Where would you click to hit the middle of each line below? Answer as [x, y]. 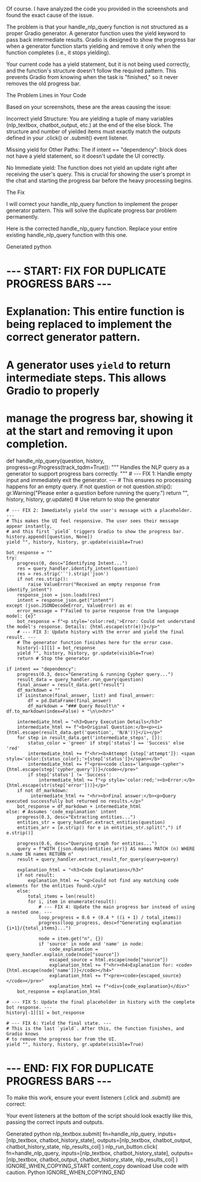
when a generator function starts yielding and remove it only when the [93, 46]
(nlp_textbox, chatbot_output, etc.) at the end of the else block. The [90, 125]
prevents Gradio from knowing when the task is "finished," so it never [92, 77]
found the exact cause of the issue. [50, 15]
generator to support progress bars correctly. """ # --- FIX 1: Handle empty [99, 473]
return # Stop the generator [54, 658]
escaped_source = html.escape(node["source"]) [109, 960]
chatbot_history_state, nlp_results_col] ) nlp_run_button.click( [82, 1147]
